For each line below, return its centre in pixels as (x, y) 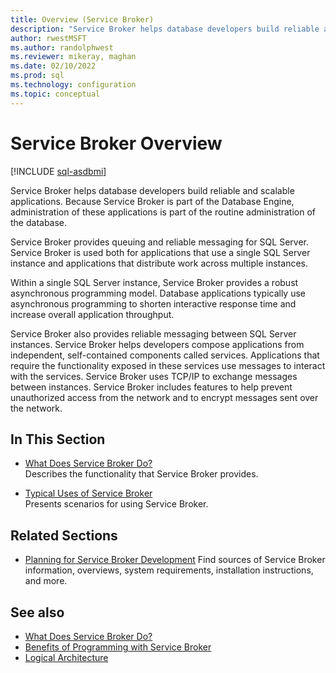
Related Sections (64, 535)
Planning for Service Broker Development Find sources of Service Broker (175, 560)
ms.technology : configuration (73, 85)
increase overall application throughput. (92, 314)
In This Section (58, 439)
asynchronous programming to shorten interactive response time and (153, 303)
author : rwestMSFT (48, 38)
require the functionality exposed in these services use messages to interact (168, 365)
